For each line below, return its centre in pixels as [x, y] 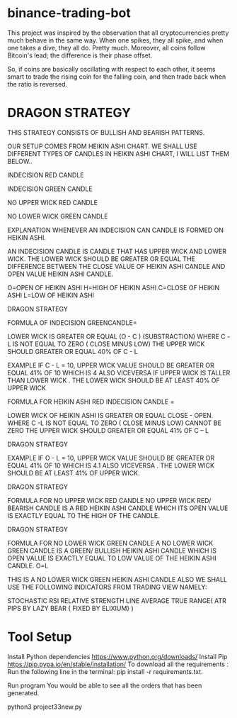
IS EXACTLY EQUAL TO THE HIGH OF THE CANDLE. [84, 515]
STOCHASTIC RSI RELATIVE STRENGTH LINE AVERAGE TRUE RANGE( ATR [117, 600]
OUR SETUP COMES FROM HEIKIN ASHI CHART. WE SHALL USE [102, 146]
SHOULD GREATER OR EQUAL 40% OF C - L [73, 351]
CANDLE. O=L [28, 565]
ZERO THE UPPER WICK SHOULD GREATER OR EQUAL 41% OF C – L [108, 430]
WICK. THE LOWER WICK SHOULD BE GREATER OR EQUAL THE [102, 259]
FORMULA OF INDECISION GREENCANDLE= [72, 322]
